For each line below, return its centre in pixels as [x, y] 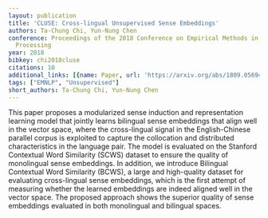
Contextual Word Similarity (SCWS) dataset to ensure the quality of [118, 155]
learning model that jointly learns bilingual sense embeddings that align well [133, 121]
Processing [33, 46]
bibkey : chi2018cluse [44, 61]
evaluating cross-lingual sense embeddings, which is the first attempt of [127, 180]
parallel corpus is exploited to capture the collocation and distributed [121, 138]
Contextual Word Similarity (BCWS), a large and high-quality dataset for [126, 172]
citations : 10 [32, 68]
